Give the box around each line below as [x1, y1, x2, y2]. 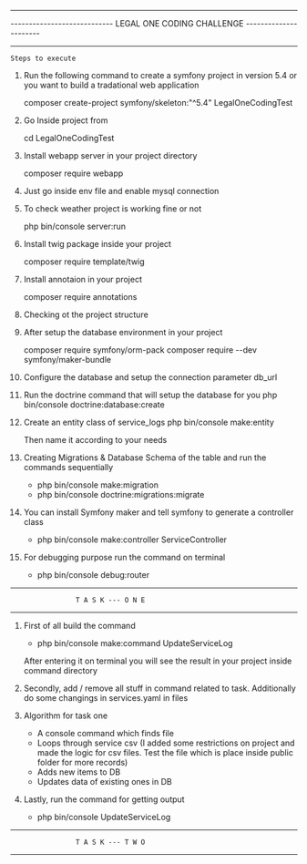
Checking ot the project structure [23, 309, 148, 320]
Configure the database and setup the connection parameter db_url [23, 372, 278, 383]
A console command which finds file [36, 728, 174, 738]
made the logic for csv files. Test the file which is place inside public [36, 747, 294, 757]
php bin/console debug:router [36, 570, 149, 580]
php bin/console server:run [23, 221, 127, 231]
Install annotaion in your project [23, 274, 142, 284]
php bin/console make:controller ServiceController [36, 534, 227, 545]
